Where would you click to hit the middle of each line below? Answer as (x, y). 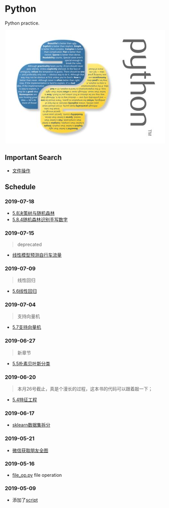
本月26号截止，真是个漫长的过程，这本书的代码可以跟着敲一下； (85, 388)
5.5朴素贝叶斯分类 (31, 363)
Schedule (20, 187)
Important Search (33, 158)
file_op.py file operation (37, 475)
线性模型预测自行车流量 (37, 255)
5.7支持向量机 (27, 327)
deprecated (29, 244)
